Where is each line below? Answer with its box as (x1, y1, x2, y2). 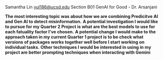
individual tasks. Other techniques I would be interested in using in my (5, 45, 152, 50)
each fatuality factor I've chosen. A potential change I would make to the (5, 29, 156, 34)
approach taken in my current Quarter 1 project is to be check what (5, 34, 143, 40)
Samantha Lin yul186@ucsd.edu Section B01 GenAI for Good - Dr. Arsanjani (5, 4, 158, 10)
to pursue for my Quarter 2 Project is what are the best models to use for (5, 24, 155, 30)
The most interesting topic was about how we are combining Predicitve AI (5, 14, 158, 19)
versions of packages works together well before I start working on (5, 39, 145, 45)
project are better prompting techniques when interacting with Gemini (5, 49, 151, 55)
